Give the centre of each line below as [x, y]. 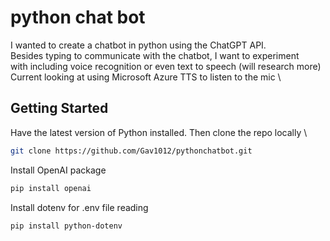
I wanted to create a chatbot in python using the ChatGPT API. [138, 45]
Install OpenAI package [58, 170]
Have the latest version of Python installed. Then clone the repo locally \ [159, 132]
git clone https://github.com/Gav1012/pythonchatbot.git [131, 151]
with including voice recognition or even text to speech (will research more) [166, 66]
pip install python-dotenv [66, 226]
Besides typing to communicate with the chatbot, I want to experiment [155, 55]
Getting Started [59, 108]
